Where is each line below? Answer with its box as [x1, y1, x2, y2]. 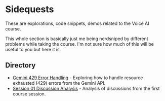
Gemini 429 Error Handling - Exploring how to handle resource [12, 75, 143, 81]
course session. [12, 90, 46, 97]
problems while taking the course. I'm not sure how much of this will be [5, 41, 154, 47]
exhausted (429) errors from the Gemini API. [12, 80, 106, 86]
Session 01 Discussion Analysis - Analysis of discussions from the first [12, 85, 160, 91]
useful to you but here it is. [5, 46, 61, 52]
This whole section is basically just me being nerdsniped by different [5, 36, 148, 42]
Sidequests [5, 4, 54, 15]
